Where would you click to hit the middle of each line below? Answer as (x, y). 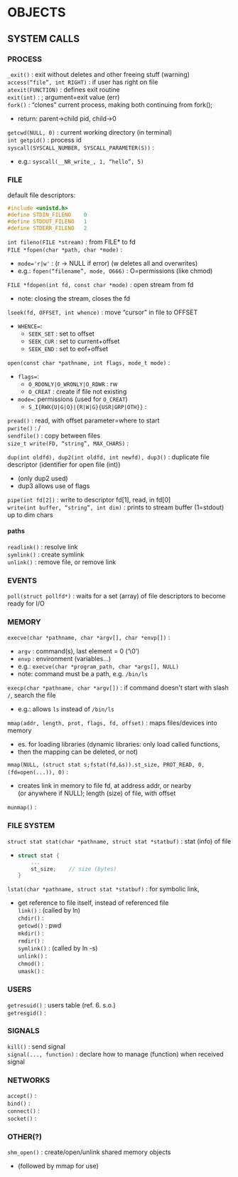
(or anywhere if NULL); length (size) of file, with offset (97, 793)
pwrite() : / (24, 427)
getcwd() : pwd (39, 925)
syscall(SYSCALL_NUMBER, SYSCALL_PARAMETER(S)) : (81, 147)
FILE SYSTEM (31, 826)
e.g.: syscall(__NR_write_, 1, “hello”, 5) (81, 161)
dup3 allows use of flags (54, 486)
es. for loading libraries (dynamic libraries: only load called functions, (119, 745)
